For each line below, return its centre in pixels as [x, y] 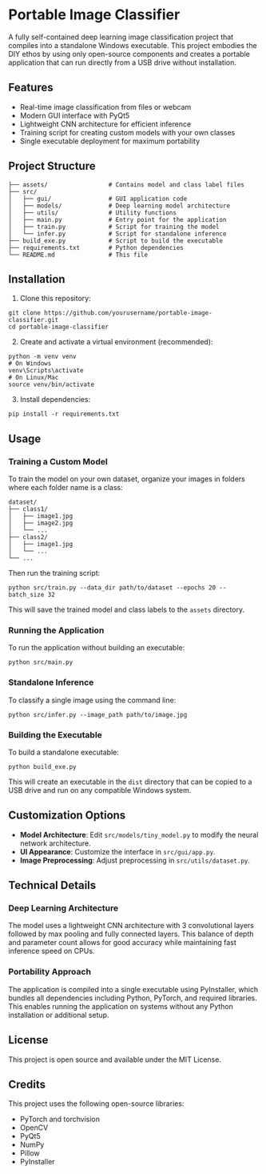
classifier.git [34, 320]
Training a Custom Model [58, 461]
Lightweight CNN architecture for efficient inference [105, 124]
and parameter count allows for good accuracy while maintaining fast [123, 943]
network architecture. [55, 843]
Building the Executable [55, 734]
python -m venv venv [43, 357]
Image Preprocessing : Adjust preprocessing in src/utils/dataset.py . [135, 860]
